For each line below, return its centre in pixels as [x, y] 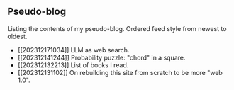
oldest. [17, 36]
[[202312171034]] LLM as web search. [73, 50]
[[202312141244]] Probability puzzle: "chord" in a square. [101, 57]
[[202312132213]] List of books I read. [73, 65]
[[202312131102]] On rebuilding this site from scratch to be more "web [120, 72]
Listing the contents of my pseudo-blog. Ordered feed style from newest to [117, 28]
